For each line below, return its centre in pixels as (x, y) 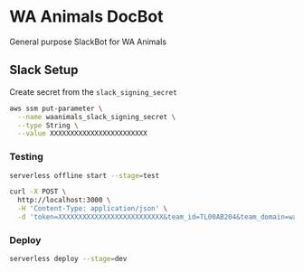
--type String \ (48, 125)
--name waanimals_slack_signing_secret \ (97, 117)
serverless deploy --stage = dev (68, 259)
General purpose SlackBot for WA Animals (88, 42)
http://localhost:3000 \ (64, 201)
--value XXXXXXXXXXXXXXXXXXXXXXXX (82, 134)
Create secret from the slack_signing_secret (94, 91)
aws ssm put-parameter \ (56, 108)
